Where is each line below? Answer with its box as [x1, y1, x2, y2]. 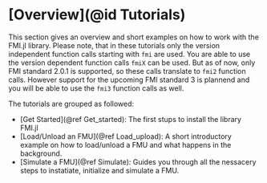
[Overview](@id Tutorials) [8, 6, 186, 24]
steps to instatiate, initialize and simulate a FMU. [19, 165, 180, 175]
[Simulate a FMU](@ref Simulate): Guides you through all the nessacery [19, 157, 257, 166]
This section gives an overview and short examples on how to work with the [8, 32, 259, 42]
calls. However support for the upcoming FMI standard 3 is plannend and [8, 75, 250, 84]
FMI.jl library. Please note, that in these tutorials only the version [8, 40, 220, 50]
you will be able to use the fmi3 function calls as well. [8, 83, 184, 93]
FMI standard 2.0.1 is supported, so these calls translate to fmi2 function [8, 66, 246, 75]
